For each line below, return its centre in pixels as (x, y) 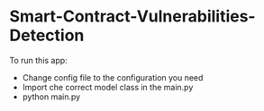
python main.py (51, 97)
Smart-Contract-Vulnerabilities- (132, 17)
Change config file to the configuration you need (113, 77)
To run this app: (38, 60)
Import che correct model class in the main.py (108, 87)
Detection (47, 35)
